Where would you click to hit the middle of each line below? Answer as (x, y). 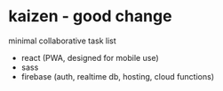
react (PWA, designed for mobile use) (90, 57)
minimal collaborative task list (62, 41)
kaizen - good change (90, 16)
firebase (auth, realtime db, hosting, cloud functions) (118, 76)
